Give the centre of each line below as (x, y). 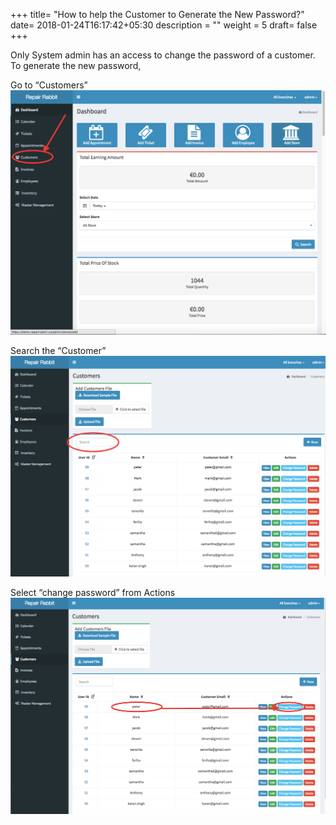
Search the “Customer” (58, 351)
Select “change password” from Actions (93, 593)
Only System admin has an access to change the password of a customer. (163, 55)
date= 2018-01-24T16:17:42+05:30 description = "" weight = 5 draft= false (164, 25)
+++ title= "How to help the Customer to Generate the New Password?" (157, 14)
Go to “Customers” (49, 85)
